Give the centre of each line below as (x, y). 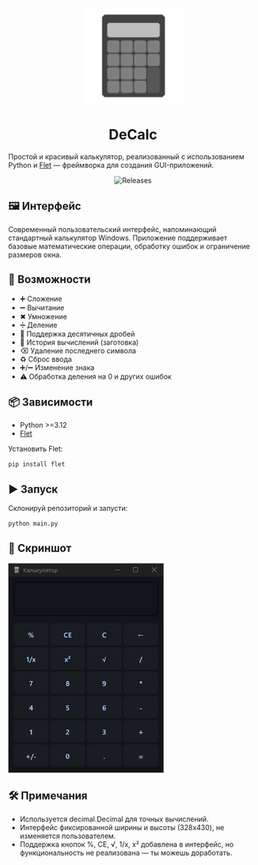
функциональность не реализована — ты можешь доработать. (126, 852)
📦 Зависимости (51, 402)
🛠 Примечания (48, 796)
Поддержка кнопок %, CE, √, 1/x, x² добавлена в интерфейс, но (127, 844)
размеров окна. (35, 254)
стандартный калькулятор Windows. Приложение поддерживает (118, 238)
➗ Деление (38, 325)
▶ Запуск (33, 489)
